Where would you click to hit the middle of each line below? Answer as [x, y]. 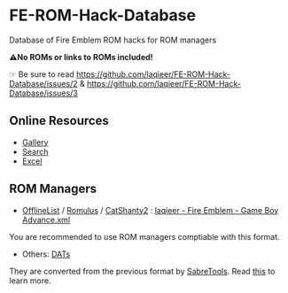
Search [35, 151]
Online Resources [59, 121]
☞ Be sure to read [42, 74]
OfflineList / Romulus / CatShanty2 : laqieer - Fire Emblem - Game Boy [150, 210]
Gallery [35, 142]
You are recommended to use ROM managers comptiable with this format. [145, 236]
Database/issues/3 [43, 93]
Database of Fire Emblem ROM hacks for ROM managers [113, 40]
